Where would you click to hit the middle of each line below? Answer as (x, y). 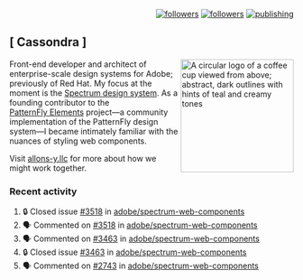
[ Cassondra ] (48, 42)
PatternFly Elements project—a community (89, 112)
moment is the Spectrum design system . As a (94, 93)
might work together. (48, 168)
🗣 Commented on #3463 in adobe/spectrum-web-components (141, 238)
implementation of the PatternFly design (84, 121)
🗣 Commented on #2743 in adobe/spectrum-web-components (140, 266)
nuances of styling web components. (78, 141)
